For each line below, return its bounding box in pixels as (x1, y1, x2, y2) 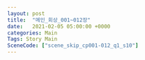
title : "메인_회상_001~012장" (7, 17, 91, 23)
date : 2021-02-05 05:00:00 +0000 (7, 23, 111, 30)
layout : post (7, 10, 45, 17)
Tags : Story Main (7, 36, 58, 43)
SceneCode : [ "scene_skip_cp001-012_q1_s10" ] (7, 42, 139, 49)
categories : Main (7, 29, 58, 37)
